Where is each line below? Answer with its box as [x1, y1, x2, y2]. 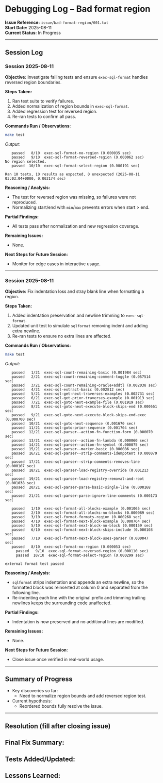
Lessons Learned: [5, 771, 61, 780]
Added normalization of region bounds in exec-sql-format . [12, 103, 130, 109]
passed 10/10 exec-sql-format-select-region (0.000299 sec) [16, 553, 145, 558]
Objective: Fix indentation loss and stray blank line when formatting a [5, 288, 144, 294]
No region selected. [5, 159, 47, 164]
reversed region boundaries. [5, 79, 62, 85]
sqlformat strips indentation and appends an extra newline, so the [12, 579, 144, 585]
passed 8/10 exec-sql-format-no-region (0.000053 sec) [11, 544, 131, 549]
